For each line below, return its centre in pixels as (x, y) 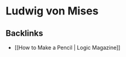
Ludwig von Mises (52, 11)
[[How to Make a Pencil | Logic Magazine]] (67, 47)
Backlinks (24, 33)
